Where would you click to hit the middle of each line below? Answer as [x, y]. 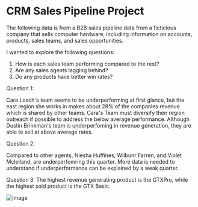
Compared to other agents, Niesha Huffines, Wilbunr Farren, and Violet [94, 155]
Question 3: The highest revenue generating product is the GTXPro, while [97, 179]
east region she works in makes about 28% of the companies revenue [93, 106]
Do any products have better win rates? [64, 76]
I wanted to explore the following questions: [60, 52]
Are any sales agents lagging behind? [61, 70]
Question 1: [20, 88]
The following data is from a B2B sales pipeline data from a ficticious [91, 28]
